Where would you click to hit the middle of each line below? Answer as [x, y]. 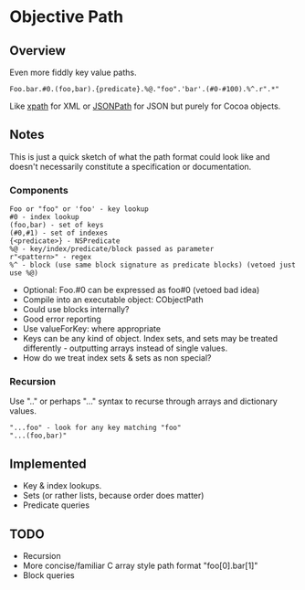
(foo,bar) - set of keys [57, 226]
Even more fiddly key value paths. [73, 72]
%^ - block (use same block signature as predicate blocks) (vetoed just [153, 265]
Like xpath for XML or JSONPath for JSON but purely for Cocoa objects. [145, 106]
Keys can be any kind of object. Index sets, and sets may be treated [150, 339]
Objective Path [67, 17]
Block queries [48, 575]
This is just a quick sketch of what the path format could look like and [140, 156]
